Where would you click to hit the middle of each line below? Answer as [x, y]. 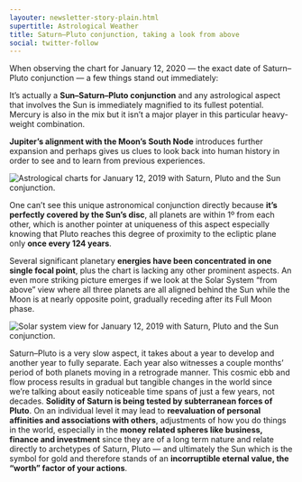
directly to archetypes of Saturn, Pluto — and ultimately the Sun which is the [151, 449]
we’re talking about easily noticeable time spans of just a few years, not [142, 392]
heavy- [275, 114]
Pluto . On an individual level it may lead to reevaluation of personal [135, 411]
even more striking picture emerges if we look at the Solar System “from [143, 280]
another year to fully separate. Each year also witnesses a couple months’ [146, 363]
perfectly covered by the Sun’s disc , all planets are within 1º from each [142, 215]
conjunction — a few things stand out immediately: [124, 78]
